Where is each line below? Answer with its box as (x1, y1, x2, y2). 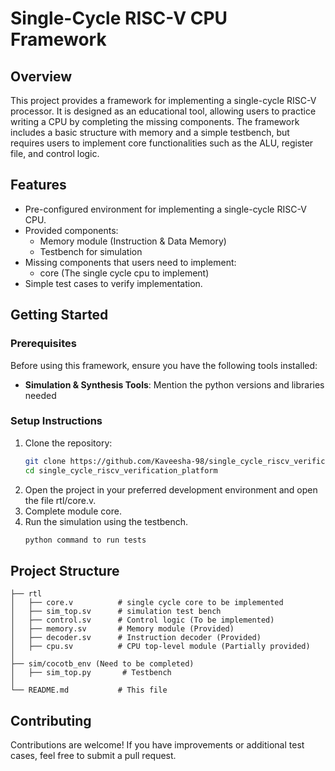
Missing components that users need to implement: (24, 256, 237, 268)
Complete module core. (24, 505, 122, 517)
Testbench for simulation (39, 245, 143, 257)
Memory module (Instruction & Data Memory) (39, 235, 227, 247)
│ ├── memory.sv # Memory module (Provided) (10, 624, 235, 634)
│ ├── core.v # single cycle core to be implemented (10, 598, 284, 608)
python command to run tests (24, 535, 147, 545)
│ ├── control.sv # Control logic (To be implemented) (10, 615, 275, 626)
